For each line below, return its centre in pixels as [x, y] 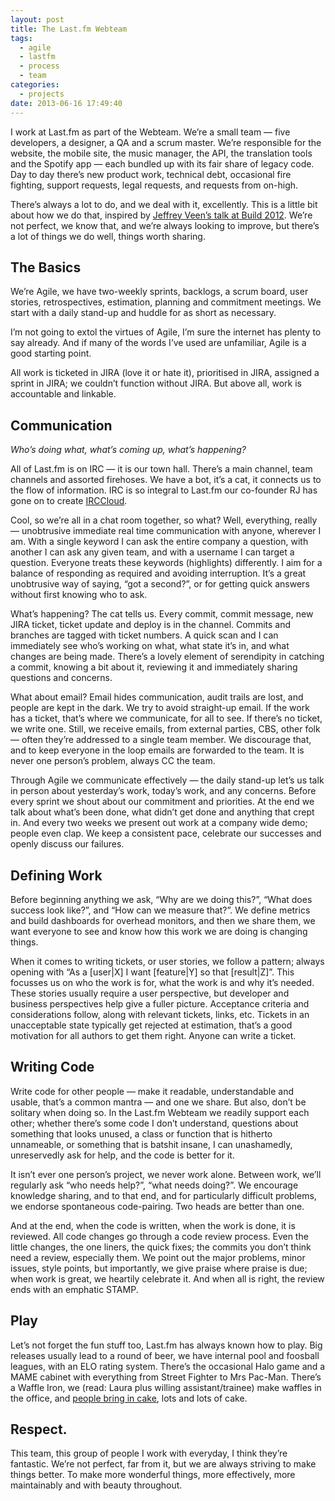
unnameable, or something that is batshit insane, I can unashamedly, [151, 1144]
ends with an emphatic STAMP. [74, 1289]
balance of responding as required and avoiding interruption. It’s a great [158, 573]
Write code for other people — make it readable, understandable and [152, 1091]
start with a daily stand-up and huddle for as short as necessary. [143, 313]
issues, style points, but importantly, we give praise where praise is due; [159, 1268]
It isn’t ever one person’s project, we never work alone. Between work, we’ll [166, 1174]
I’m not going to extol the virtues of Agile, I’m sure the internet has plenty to [166, 332]
